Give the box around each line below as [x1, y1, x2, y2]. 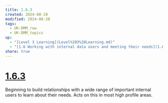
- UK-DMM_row [9, 26, 37, 31]
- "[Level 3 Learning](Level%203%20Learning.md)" [9, 40, 115, 45]
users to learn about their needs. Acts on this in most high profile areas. [5, 92, 153, 98]
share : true [5, 49, 30, 54]
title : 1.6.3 [5, 7, 32, 12]
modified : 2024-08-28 [5, 16, 50, 21]
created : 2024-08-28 [5, 12, 48, 17]
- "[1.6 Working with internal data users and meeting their [9, 44, 140, 49]
